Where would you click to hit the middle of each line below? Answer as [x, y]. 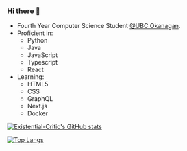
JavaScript [42, 55]
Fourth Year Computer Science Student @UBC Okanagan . [99, 26]
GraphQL [40, 99]
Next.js [37, 106]
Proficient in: [35, 33]
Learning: [30, 77]
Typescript [42, 62]
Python [37, 40]
